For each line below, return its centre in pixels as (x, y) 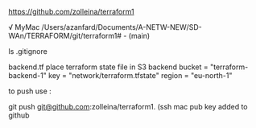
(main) (139, 36)
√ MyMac (24, 27)
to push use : (30, 91)
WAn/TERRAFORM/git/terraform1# (65, 36)
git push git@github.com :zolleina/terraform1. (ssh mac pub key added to (128, 107)
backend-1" (27, 75)
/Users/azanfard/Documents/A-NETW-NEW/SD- (122, 27)
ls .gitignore (28, 51)
